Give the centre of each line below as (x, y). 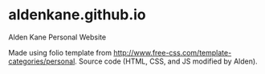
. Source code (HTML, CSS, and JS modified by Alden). (167, 61)
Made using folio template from (60, 52)
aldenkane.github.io (77, 15)
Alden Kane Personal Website (57, 37)
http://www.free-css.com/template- (173, 52)
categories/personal (42, 61)
